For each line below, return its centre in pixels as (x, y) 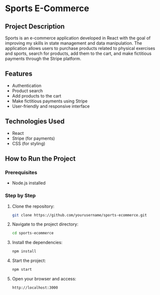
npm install (24, 251)
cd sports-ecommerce (33, 233)
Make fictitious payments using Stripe (50, 101)
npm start (22, 270)
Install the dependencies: (37, 243)
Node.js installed (29, 183)
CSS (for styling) (29, 143)
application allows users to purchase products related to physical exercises (80, 48)
